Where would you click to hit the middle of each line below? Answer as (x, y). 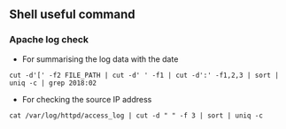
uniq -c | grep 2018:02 (53, 83)
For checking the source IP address (87, 99)
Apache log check (49, 40)
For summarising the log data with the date (100, 59)
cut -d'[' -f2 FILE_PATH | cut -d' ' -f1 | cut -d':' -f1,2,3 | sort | (144, 75)
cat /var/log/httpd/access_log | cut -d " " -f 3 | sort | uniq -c (136, 115)
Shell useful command (72, 15)
